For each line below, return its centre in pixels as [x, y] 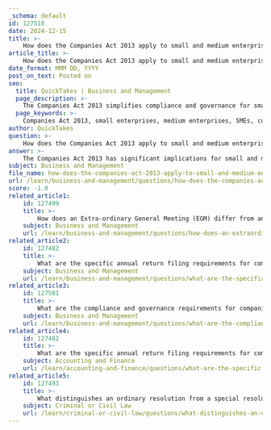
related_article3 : [39, 286]
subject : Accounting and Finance [79, 361]
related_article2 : [39, 241]
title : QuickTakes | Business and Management [94, 91]
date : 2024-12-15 [38, 31]
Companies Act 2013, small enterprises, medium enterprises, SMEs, [138, 121]
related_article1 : [39, 196]
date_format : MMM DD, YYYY [54, 69]
